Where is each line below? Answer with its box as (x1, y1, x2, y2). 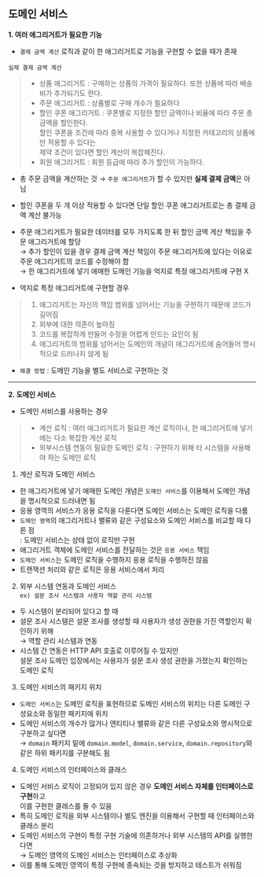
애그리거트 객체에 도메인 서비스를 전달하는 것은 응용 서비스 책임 (19, 545, 210, 555)
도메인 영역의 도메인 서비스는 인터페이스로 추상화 (28, 850, 178, 860)
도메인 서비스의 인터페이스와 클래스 (19, 765, 127, 774)
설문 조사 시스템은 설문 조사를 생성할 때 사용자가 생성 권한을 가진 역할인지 (19, 616, 244, 625)
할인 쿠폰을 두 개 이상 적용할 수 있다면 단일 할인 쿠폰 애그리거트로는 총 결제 (19, 200, 248, 210)
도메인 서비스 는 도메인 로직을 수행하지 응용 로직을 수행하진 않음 (19, 555, 209, 564)
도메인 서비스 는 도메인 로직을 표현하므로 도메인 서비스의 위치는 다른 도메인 (19, 698, 242, 708)
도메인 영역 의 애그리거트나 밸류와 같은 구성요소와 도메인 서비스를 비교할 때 (19, 515, 244, 525)
